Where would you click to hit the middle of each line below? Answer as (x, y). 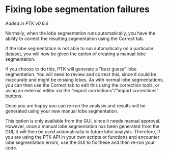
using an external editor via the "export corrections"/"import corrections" (82, 90)
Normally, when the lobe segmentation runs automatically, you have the (80, 33)
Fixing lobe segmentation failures (78, 9)
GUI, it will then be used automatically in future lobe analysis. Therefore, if (83, 131)
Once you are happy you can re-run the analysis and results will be (76, 105)
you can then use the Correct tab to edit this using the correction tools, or (82, 85)
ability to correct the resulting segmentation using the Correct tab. (75, 38)
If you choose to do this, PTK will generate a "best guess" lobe (71, 69)
